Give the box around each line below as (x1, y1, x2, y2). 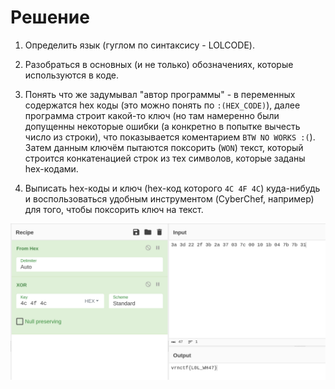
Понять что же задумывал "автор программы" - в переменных (24, 88, 296, 100)
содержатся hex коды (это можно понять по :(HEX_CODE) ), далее (24, 99, 301, 111)
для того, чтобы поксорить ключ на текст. (24, 203, 204, 215)
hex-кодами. (24, 162, 79, 175)
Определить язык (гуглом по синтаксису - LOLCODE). (24, 39, 255, 51)
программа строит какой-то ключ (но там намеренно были (24, 109, 280, 121)
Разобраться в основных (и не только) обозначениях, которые (24, 58, 294, 70)
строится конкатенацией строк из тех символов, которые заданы (24, 152, 306, 164)
